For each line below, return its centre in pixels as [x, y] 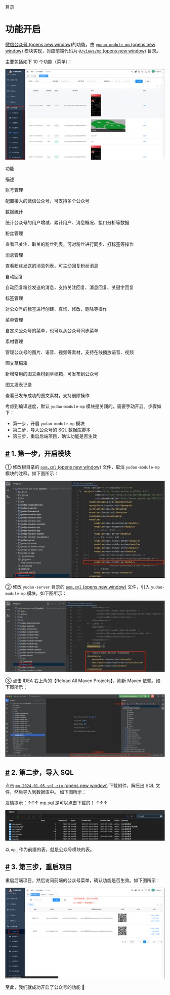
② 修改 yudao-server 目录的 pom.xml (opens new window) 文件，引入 [78, 587]
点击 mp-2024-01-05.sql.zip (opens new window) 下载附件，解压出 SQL [80, 786]
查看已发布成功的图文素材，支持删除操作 [47, 395]
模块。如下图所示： [47, 593]
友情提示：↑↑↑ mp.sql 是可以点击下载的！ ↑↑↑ [56, 803]
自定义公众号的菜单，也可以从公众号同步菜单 [52, 330]
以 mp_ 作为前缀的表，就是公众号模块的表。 [50, 850]
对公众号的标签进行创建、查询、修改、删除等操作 [56, 309]
